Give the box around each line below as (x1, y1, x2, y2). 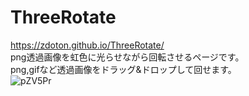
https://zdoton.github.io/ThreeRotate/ (10, 39, 165, 51)
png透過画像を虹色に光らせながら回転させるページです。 (10, 51, 245, 63)
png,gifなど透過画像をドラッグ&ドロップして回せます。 (10, 63, 237, 75)
